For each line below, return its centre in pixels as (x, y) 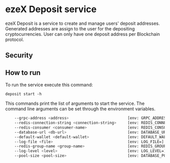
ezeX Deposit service (51, 9)
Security (19, 55)
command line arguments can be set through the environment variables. (80, 109)
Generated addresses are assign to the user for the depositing (70, 28)
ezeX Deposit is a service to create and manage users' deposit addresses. (83, 23)
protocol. (15, 39)
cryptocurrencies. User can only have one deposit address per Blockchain (83, 34)
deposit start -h (24, 94)
